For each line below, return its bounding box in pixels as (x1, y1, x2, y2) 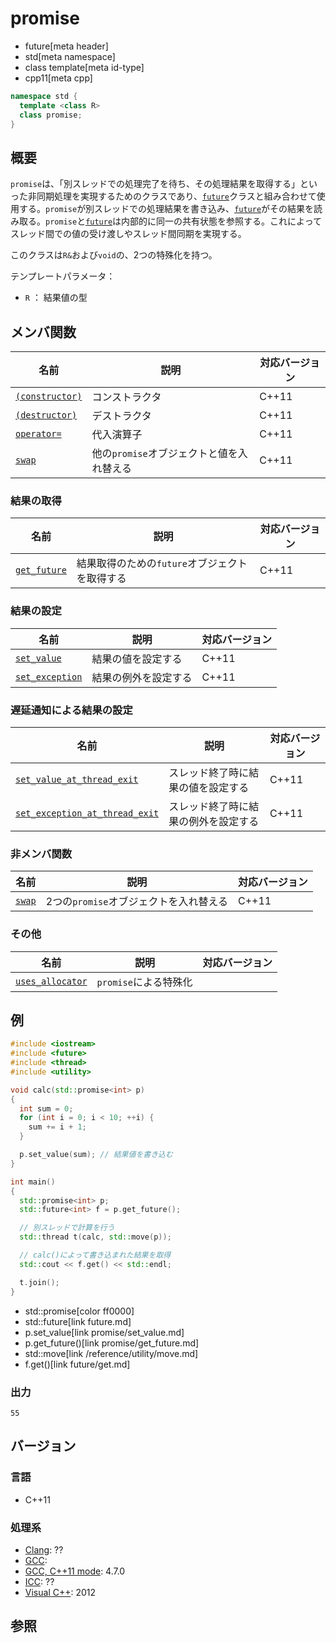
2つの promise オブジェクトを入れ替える (45, 895, 228, 909)
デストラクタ (91, 409, 152, 423)
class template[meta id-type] (24, 61, 145, 73)
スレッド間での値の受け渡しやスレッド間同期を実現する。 (10, 228, 247, 240)
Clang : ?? (24, 1543, 64, 1556)
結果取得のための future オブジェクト (76, 557, 248, 571)
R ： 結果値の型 (24, 292, 88, 304)
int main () (10, 1177, 56, 1187)
